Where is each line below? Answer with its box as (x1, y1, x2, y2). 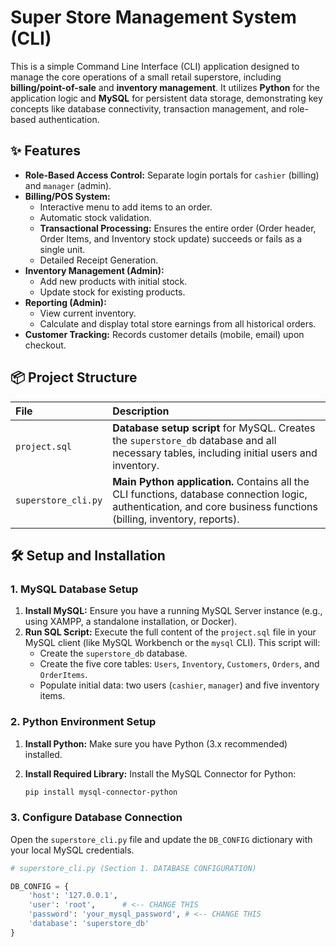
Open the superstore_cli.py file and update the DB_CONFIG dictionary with (10, 833, 313, 845)
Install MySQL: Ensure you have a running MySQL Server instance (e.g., (24, 605, 323, 617)
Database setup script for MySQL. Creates (112, 421, 316, 435)
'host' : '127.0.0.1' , (28, 891, 118, 901)
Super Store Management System (10, 6, 297, 29)
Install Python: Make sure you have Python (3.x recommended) (24, 737, 288, 750)
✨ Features (10, 142, 81, 160)
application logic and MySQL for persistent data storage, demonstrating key (10, 92, 323, 104)
